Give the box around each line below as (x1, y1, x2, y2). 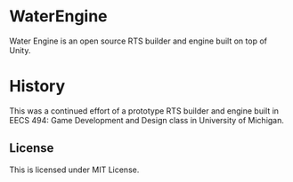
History (9, 76, 66, 97)
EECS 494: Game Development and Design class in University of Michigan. (9, 115, 285, 125)
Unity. (9, 44, 31, 55)
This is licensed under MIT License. (9, 164, 140, 175)
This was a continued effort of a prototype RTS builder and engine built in (9, 105, 279, 116)
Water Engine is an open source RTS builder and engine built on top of (9, 36, 267, 46)
